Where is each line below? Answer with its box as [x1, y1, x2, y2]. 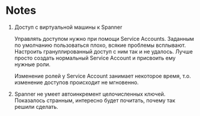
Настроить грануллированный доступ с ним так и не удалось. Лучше [14, 47, 193, 55]
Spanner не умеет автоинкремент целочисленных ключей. [14, 90, 166, 97]
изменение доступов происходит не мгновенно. [14, 79, 139, 86]
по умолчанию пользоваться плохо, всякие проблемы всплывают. [14, 41, 186, 49]
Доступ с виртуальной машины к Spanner [14, 23, 123, 31]
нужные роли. [14, 61, 51, 68]
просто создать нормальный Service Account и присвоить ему [14, 54, 176, 61]
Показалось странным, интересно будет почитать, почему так [14, 97, 175, 104]
